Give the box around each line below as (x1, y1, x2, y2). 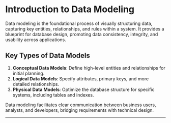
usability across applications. (5, 37, 66, 43)
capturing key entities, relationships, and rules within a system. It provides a (5, 25, 164, 32)
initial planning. (12, 70, 45, 76)
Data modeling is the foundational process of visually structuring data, (5, 20, 153, 26)
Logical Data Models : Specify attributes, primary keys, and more (12, 75, 149, 82)
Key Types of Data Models (5, 51, 91, 60)
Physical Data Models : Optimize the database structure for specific (12, 86, 155, 93)
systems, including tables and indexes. (12, 91, 94, 98)
